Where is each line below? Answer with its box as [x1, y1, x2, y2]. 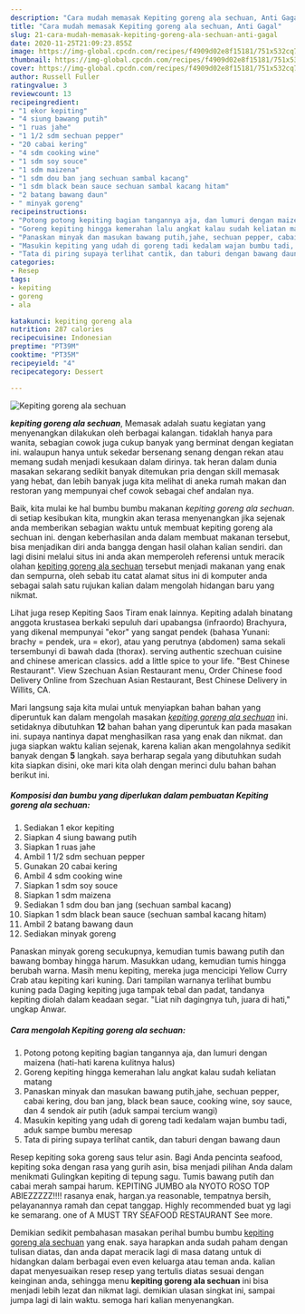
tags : [10, 275, 31, 284]
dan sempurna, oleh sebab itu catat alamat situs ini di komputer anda [10, 570, 268, 581]
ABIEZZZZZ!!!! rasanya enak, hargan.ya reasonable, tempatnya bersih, [10, 1191, 272, 1201]
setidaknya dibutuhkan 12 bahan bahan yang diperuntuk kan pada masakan [10, 721, 292, 731]
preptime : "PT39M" [10, 342, 80, 351]
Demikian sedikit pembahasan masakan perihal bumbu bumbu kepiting [10, 1227, 274, 1239]
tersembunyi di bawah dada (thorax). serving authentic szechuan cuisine [10, 645, 282, 656]
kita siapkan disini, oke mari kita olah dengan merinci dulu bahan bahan [10, 760, 277, 770]
